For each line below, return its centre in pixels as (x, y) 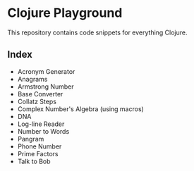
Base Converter (40, 94)
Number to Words (43, 131)
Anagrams (32, 79)
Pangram (31, 139)
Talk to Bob (34, 161)
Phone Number (40, 146)
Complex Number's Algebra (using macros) (81, 109)
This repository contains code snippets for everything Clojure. (98, 32)
